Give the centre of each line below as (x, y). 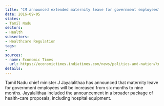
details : (14, 69)
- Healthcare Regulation (30, 42)
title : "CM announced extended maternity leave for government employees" (83, 10)
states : (13, 19)
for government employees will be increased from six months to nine (74, 88)
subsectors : (17, 37)
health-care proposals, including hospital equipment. (58, 98)
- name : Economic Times (29, 60)
